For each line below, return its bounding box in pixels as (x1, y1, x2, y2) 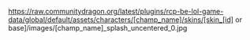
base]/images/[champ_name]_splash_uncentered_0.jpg (8, 24, 188, 32)
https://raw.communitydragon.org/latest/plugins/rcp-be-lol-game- (8, 7, 224, 16)
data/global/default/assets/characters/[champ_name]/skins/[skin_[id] (8, 15, 234, 24)
